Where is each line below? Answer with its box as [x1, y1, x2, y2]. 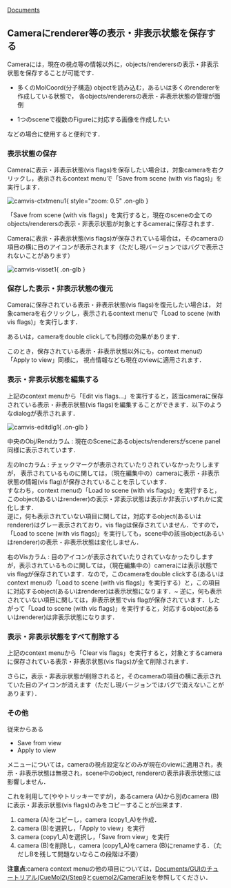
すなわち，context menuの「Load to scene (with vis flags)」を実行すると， [7, 486, 221, 494]
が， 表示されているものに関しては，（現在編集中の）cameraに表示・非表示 [7, 469, 220, 477]
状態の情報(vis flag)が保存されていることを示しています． [7, 477, 171, 485]
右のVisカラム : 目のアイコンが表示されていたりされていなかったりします [7, 552, 214, 561]
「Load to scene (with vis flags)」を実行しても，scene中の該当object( [7, 529, 206, 537]
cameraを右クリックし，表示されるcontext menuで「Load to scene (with [12, 310, 221, 318]
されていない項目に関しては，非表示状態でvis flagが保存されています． [7, 596, 208, 604]
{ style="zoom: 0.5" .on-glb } [66, 196, 149, 205]
